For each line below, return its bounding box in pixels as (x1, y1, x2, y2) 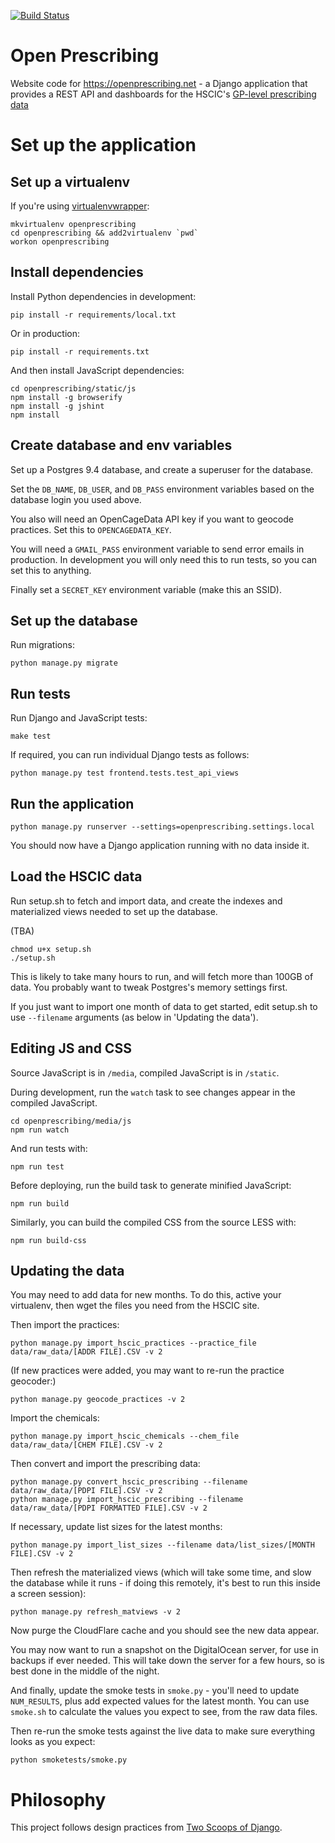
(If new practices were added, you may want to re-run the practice (10, 1365, 285, 1377)
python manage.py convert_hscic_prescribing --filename (10, 1477, 248, 1487)
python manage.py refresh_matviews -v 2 (10, 1607, 182, 1617)
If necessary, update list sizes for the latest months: (10, 1521, 223, 1533)
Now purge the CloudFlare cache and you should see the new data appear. (10, 1625, 320, 1637)
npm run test (10, 1161, 65, 1172)
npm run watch (10, 1125, 70, 1135)
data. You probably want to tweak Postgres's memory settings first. (10, 981, 288, 993)
